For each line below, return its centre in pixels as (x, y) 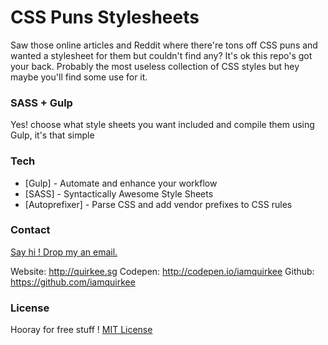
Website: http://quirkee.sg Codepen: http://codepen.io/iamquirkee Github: (162, 271)
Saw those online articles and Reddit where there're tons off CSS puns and (164, 45)
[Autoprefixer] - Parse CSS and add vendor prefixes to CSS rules (158, 204)
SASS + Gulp (41, 103)
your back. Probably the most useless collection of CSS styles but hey (155, 66)
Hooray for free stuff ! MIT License (81, 330)
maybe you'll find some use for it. (79, 77)
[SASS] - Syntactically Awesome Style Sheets (119, 193)
